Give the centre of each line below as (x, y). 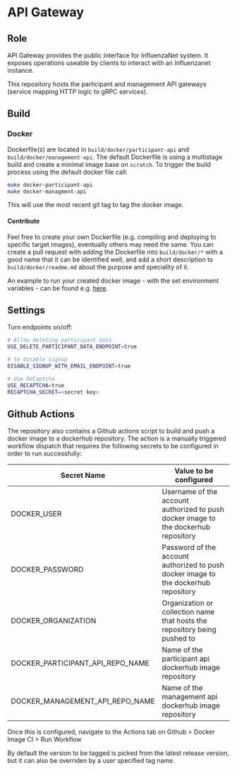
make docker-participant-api (50, 185)
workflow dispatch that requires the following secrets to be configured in (113, 446)
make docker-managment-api (47, 192)
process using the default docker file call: (68, 172)
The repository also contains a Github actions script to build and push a (111, 431)
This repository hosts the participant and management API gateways (107, 84)
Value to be (194, 471)
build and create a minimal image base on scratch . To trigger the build (109, 164)
